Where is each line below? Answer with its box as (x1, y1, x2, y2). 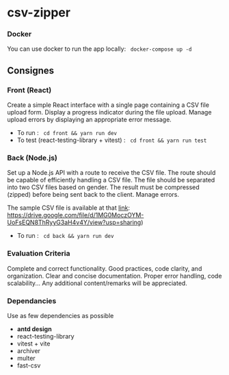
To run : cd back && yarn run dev (16, 232, 114, 240)
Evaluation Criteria (7, 249, 70, 258)
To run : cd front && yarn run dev (16, 129, 118, 137)
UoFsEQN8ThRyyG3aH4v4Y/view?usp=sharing (7, 218, 142, 227)
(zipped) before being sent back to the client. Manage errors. (7, 191, 180, 199)
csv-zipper (7, 5, 70, 21)
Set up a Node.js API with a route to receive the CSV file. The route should (7, 169, 216, 177)
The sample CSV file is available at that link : (7, 204, 131, 212)
